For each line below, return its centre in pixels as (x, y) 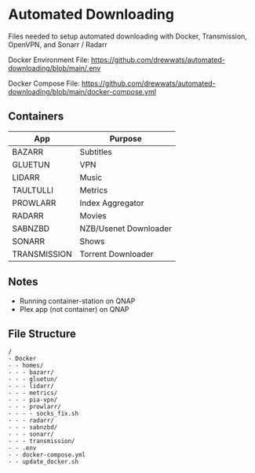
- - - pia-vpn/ (33, 400)
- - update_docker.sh (44, 462)
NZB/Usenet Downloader (126, 228)
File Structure (42, 334)
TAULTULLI (33, 190)
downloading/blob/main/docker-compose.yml (82, 91)
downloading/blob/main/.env (55, 68)
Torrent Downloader (117, 254)
